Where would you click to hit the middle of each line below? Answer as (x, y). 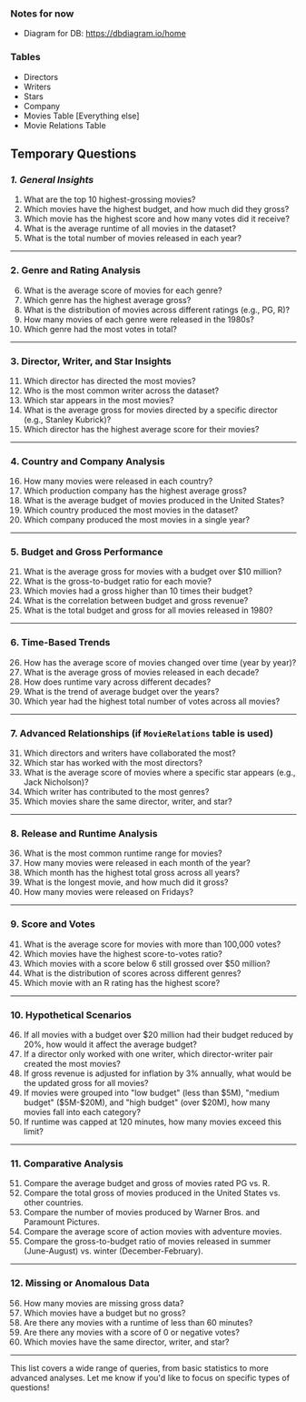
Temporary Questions (74, 153)
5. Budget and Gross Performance (87, 552)
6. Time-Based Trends (60, 643)
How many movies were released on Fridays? (109, 892)
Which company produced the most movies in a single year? (137, 520)
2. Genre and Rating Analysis (76, 270)
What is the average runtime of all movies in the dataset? (130, 229)
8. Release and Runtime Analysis (84, 833)
